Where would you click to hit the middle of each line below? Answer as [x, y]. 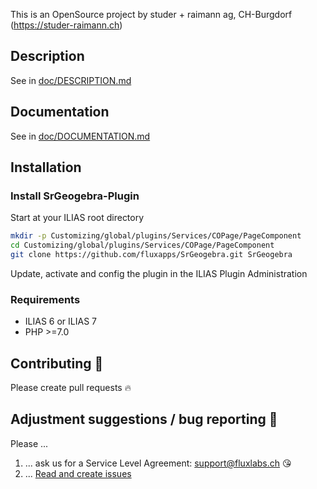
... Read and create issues [78, 473]
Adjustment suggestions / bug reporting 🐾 [144, 419]
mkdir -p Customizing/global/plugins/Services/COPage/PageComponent [156, 236]
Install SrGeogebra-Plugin [75, 196]
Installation [46, 167]
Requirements [45, 299]
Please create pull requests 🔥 [71, 388]
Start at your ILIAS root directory [77, 218]
